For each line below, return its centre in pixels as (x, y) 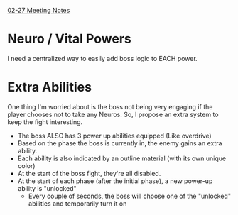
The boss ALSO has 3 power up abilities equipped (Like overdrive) (114, 136)
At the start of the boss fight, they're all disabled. (89, 173)
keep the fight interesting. (45, 122)
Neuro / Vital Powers (69, 39)
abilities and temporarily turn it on (77, 203)
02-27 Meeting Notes (39, 10)
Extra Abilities (50, 87)
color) (26, 165)
